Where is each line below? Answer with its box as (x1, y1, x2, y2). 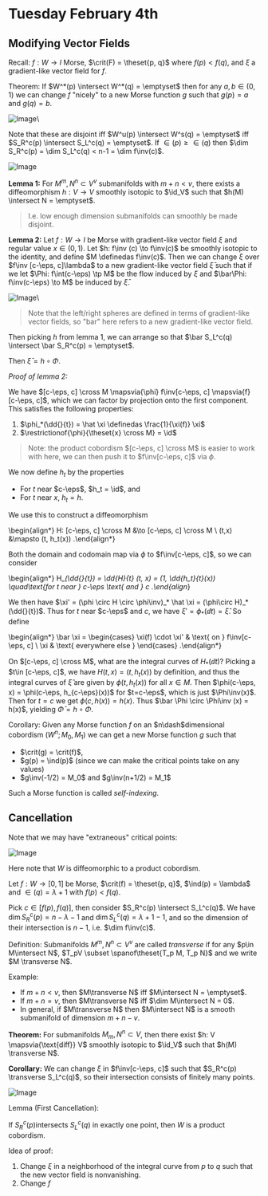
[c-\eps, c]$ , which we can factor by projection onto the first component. (8, 395, 249, 405)
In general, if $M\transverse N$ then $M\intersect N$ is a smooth (19, 1004, 235, 1013)
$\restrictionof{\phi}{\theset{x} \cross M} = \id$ (19, 427, 177, 437)
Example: (8, 972, 39, 982)
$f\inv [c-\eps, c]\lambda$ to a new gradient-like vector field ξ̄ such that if (8, 260, 253, 269)
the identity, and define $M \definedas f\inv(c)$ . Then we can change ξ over (8, 252, 260, 262)
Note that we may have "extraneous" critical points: (8, 832, 178, 842)
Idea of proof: (8, 1146, 53, 1155)
